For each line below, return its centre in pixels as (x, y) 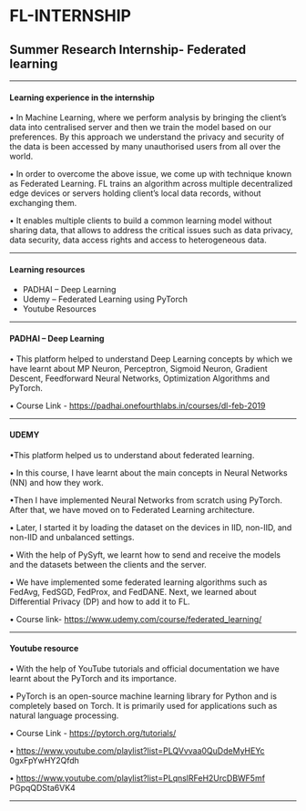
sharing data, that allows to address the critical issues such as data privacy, (151, 231)
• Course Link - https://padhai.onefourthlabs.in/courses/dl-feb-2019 (138, 405)
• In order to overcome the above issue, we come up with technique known (151, 174)
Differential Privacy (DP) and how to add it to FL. (100, 601)
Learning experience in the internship (82, 98)
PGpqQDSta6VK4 (42, 788)
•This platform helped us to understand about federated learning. (132, 455)
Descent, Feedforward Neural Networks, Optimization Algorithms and (140, 378)
